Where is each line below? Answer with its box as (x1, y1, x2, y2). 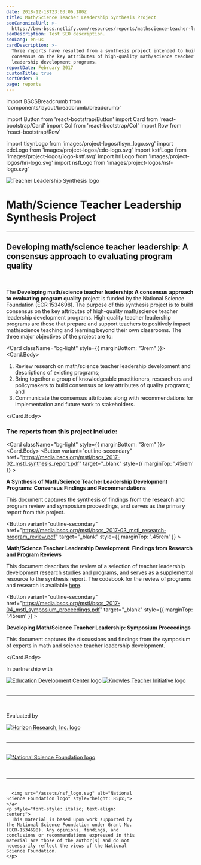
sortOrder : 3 (6, 76, 39, 82)
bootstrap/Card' (6, 122, 46, 129)
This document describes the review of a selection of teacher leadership (6, 563, 185, 570)
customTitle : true (6, 70, 52, 76)
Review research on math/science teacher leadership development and (14, 362, 191, 369)
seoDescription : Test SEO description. (6, 31, 106, 37)
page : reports (6, 82, 42, 88)
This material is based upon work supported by (11, 816, 133, 823)
